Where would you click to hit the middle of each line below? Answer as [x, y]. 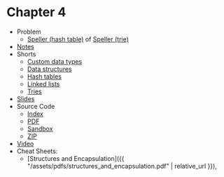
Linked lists [43, 84]
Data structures [49, 69]
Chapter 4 [36, 12]
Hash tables [44, 76]
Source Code [36, 106]
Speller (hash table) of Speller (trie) [78, 39]
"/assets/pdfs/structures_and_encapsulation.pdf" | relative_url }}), [122, 166]
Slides [26, 98]
